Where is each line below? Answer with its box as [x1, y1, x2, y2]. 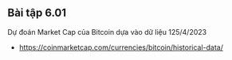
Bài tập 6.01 [7, 6, 67, 20]
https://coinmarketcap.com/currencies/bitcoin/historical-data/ [18, 43, 224, 52]
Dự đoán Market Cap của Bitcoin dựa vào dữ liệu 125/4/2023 [7, 27, 207, 36]
